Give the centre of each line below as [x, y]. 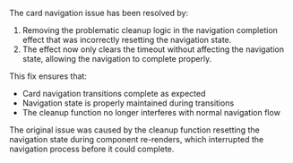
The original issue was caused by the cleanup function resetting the [134, 130]
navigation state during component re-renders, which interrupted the [137, 139]
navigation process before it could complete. [92, 149]
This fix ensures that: [48, 76]
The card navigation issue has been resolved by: [99, 13]
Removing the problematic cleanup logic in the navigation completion [150, 30]
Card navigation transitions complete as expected [114, 94]
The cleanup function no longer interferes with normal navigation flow [151, 112]
